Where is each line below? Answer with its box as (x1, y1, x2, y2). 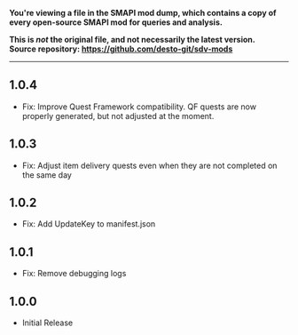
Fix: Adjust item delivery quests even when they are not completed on (21, 160, 278, 171)
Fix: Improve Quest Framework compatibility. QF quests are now (21, 101, 257, 112)
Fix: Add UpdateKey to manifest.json (21, 219, 156, 229)
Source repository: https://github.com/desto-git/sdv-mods (9, 44, 233, 54)
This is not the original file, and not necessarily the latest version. (9, 35, 255, 44)
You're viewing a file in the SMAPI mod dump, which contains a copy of (9, 8, 277, 18)
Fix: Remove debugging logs (21, 268, 127, 279)
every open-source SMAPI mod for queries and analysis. (9, 17, 223, 28)
